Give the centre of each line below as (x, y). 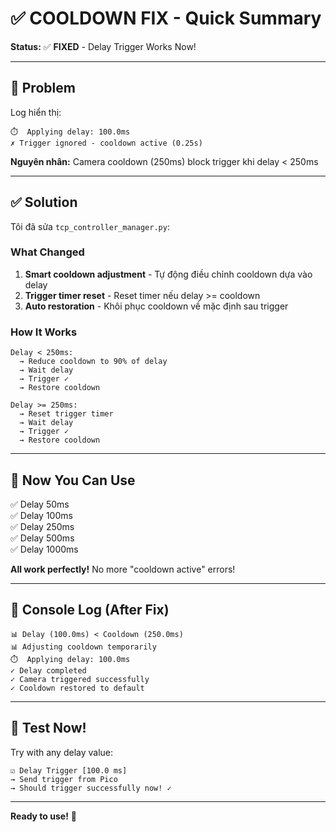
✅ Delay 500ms (42, 538)
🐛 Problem (43, 88)
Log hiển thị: (36, 112)
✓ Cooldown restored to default (77, 688)
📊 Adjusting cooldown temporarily (83, 647)
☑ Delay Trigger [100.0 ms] (69, 770)
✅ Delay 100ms (41, 515)
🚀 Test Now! (48, 728)
